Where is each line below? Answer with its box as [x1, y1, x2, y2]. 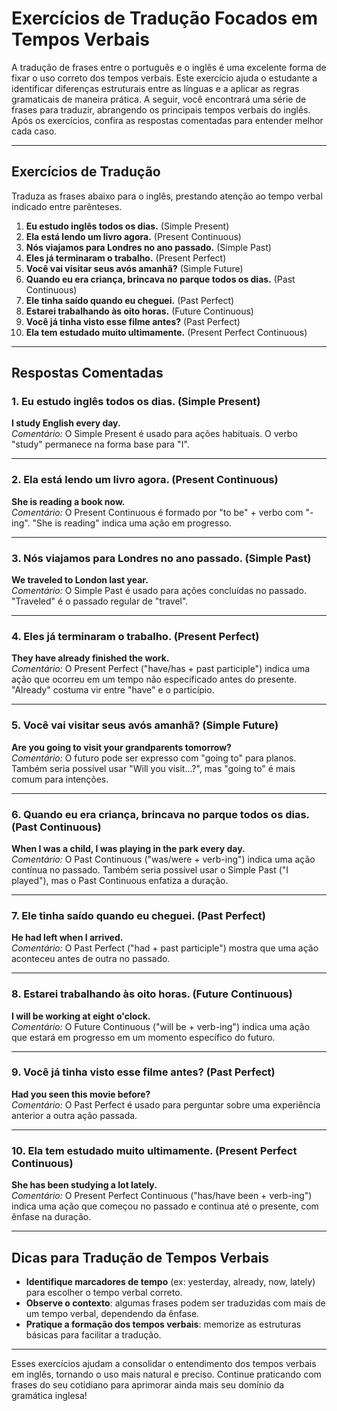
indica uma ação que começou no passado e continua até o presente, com [11, 1200, 319, 1212]
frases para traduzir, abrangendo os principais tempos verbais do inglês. [11, 103, 311, 116]
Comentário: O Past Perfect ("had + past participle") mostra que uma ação [11, 942, 319, 954]
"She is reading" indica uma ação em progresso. [32, 517, 233, 529]
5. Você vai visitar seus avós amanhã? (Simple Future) [11, 718, 279, 732]
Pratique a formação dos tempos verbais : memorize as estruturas [25, 1318, 302, 1330]
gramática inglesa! [11, 1389, 88, 1401]
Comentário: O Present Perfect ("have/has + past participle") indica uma [11, 663, 311, 675]
